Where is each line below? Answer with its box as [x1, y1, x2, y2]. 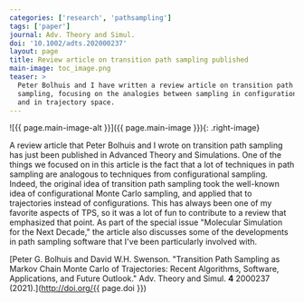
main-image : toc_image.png [9, 64, 111, 73]
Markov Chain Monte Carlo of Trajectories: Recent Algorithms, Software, [9, 264, 280, 275]
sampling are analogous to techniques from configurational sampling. [9, 169, 269, 180]
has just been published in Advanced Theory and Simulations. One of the [9, 150, 282, 161]
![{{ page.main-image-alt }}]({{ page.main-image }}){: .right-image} [9, 122, 261, 133]
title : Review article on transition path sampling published [9, 55, 249, 64]
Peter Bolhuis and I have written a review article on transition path [17, 81, 294, 90]
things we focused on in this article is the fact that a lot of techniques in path [9, 160, 295, 170]
